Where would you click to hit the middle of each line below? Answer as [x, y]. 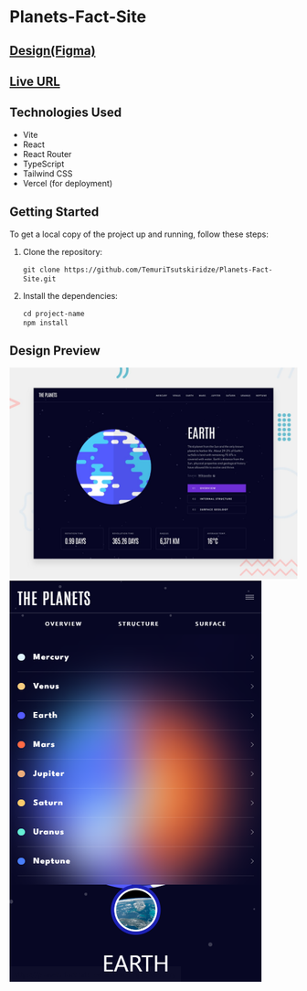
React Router [47, 154]
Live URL [35, 81]
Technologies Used [65, 113]
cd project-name [53, 314]
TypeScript [43, 164]
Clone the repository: [63, 251]
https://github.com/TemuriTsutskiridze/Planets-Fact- [168, 270]
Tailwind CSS [48, 173]
